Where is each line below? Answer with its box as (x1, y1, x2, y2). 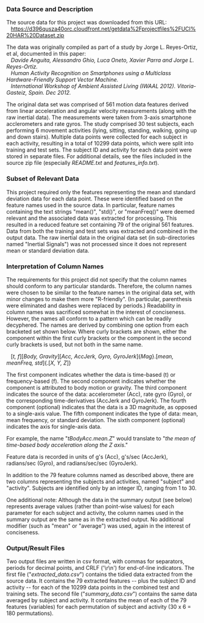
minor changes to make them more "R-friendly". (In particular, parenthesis (6, 295, 192, 302)
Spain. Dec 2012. (28, 89, 71, 97)
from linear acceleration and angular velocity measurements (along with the (6, 107, 197, 115)
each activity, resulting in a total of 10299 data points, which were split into (6, 140, 194, 147)
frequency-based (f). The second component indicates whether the (6, 377, 176, 385)
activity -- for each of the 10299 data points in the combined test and (6, 584, 180, 591)
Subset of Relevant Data (6, 175, 79, 183)
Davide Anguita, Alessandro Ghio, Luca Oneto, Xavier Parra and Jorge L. (10, 57, 195, 64)
